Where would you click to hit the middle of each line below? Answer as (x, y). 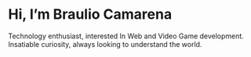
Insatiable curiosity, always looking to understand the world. (105, 44)
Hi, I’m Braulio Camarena (90, 14)
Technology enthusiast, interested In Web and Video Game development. (126, 36)
